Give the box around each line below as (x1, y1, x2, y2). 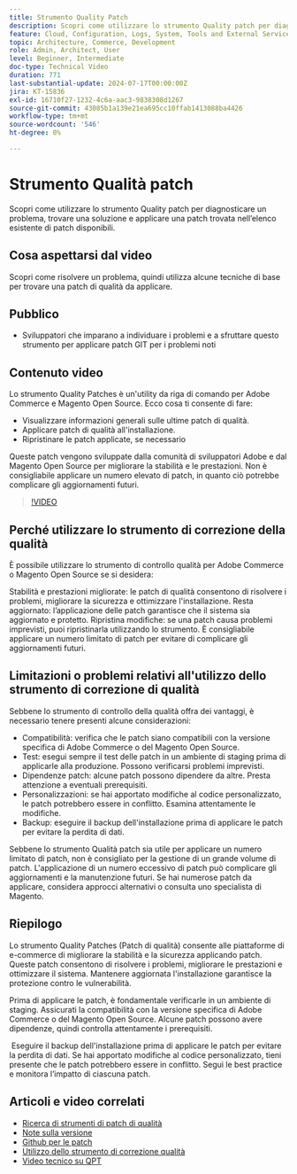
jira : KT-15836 (9, 87, 65, 96)
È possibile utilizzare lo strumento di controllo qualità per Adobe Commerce (9, 560, 285, 571)
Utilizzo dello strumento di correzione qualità (21, 1146, 186, 1156)
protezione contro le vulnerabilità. (9, 977, 132, 988)
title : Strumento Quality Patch (9, 12, 128, 22)
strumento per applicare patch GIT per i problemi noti (21, 339, 217, 350)
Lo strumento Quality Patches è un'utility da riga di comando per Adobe (9, 389, 270, 400)
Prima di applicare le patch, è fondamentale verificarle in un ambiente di (9, 994, 271, 1006)
